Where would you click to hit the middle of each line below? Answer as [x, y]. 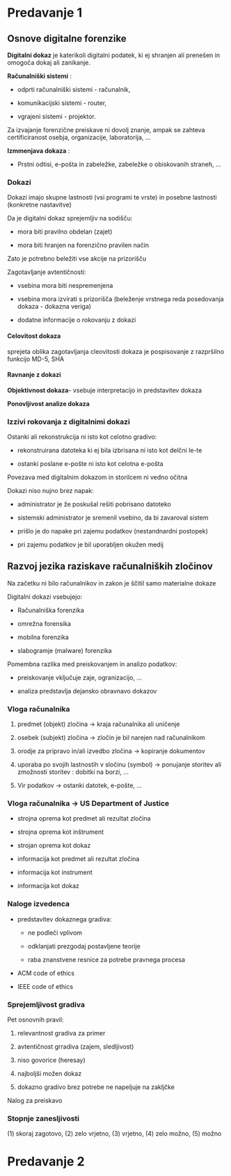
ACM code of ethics [46, 973]
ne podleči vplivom [55, 933]
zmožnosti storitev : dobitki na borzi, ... [73, 772]
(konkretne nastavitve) [39, 205]
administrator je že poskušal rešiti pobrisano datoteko [94, 504]
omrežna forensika [44, 623]
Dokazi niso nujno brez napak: [50, 491]
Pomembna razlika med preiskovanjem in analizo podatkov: [92, 664]
